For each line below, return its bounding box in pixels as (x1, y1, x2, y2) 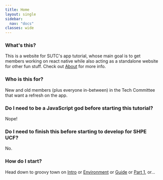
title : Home (5, 7, 29, 12)
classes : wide (5, 26, 34, 31)
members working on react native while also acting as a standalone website (5, 58, 159, 64)
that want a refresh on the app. (5, 92, 68, 98)
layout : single (5, 12, 36, 17)
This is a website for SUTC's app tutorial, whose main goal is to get (5, 53, 141, 59)
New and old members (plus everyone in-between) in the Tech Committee (5, 87, 156, 93)
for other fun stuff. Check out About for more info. (5, 64, 106, 70)
